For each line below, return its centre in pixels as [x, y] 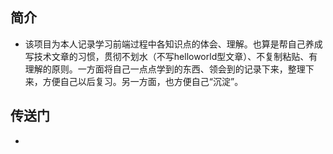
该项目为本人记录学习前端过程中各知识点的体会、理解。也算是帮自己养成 [173, 44]
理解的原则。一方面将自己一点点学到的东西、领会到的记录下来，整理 [165, 69]
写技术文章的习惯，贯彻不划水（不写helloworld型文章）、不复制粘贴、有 [171, 56]
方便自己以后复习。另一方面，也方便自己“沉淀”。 [143, 81]
